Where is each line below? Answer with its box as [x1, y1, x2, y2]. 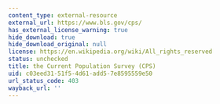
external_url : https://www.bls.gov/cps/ [8, 19, 143, 27]
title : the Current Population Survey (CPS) [8, 63, 156, 70]
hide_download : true [8, 33, 76, 41]
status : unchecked [8, 56, 68, 63]
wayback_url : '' [8, 84, 61, 92]
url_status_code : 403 [8, 77, 79, 84]
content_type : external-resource [8, 11, 118, 20]
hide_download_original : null [8, 41, 108, 48]
